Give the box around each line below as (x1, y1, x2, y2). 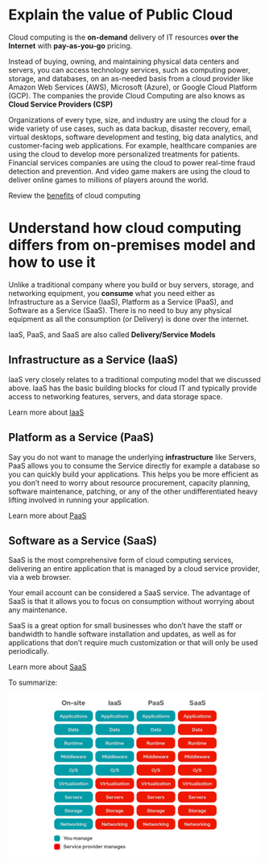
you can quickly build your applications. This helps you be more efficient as (8, 469, 259, 479)
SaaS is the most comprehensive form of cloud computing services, (8, 555, 234, 565)
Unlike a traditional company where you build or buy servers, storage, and (8, 280, 255, 290)
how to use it (8, 253, 96, 272)
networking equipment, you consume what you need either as (8, 288, 216, 298)
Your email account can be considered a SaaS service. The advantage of (8, 588, 250, 598)
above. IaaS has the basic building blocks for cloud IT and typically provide (8, 383, 258, 393)
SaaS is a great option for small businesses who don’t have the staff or (8, 621, 243, 631)
